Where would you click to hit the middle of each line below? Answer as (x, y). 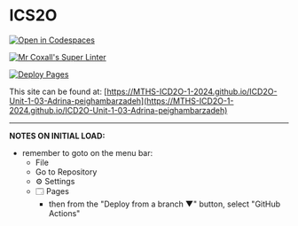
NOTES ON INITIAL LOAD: (57, 136)
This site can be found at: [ (58, 91)
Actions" (64, 213)
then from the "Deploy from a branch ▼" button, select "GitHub (165, 204)
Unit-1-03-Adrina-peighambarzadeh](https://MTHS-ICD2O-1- (122, 101)
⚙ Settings (55, 181)
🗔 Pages (52, 191)
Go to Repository (66, 171)
